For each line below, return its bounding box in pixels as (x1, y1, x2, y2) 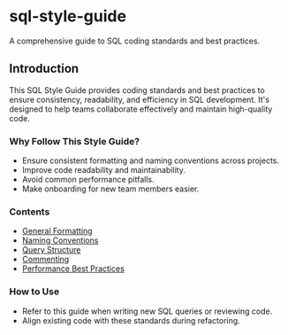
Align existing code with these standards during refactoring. (21, 315, 240, 325)
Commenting (21, 254, 70, 265)
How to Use (9, 285, 60, 298)
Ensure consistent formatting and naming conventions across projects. (21, 155, 280, 166)
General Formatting (21, 226, 93, 237)
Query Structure (21, 245, 81, 255)
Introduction (9, 61, 80, 76)
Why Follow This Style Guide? (9, 135, 140, 147)
